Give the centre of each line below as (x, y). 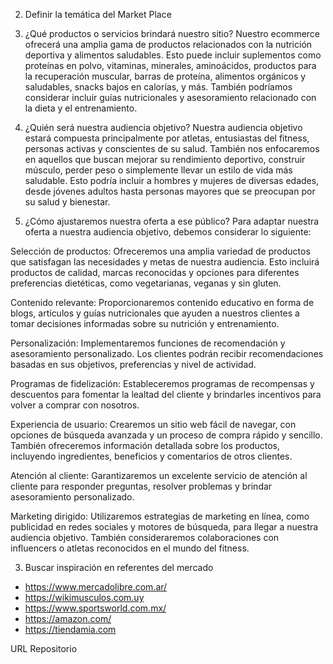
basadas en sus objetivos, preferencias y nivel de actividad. (133, 364)
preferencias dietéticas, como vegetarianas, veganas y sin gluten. (146, 283)
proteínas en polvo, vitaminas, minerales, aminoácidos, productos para (170, 65)
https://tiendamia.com (70, 629)
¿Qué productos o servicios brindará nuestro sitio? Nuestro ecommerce (172, 33)
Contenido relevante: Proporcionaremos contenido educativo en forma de (162, 302)
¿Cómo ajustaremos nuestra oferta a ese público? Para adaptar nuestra (172, 221)
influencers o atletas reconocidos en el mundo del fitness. (130, 548)
